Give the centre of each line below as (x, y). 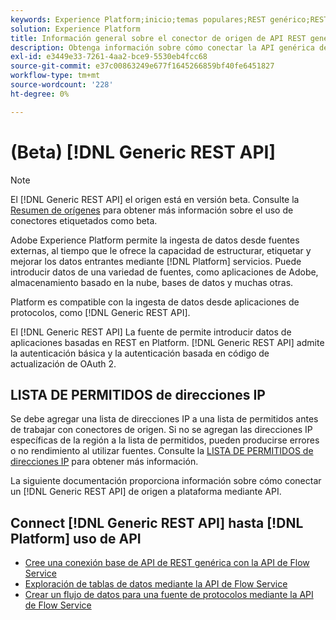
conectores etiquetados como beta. (84, 220)
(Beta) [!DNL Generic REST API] (143, 152)
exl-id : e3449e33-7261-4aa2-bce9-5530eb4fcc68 (109, 57)
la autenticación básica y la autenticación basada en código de (140, 353)
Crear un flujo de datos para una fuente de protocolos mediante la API (169, 595)
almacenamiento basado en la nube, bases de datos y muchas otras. (152, 282)
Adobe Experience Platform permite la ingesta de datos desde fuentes (155, 240)
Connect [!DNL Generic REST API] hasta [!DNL (157, 522)
